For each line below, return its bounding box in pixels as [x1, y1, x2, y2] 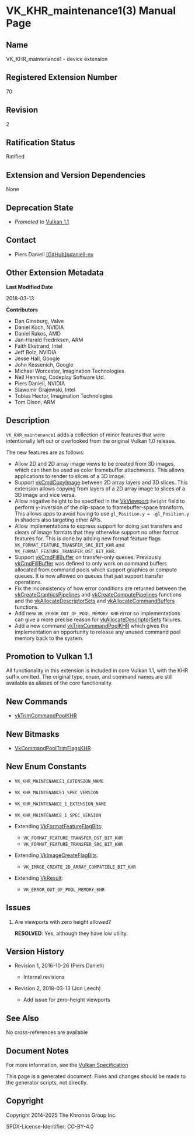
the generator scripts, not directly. [6, 1079, 88, 1086]
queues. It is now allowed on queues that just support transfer [14, 572, 164, 579]
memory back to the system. [14, 635, 83, 642]
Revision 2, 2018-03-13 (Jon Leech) [14, 985, 101, 992]
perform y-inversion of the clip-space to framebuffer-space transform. [14, 503, 185, 511]
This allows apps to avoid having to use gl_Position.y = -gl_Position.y [14, 510, 190, 517]
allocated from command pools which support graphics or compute [14, 566, 177, 573]
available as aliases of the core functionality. [6, 679, 113, 687]
